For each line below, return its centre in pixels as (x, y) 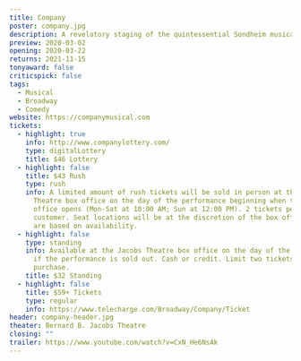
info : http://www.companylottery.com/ (98, 142)
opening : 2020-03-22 (48, 51)
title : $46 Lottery (62, 159)
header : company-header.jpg (62, 318)
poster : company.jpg (48, 26)
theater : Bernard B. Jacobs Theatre (77, 326)
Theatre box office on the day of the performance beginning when (159, 201)
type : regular (52, 301)
